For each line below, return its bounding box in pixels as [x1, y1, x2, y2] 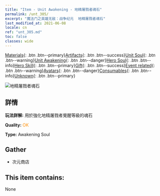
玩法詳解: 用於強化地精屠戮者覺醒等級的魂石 [5, 112, 93, 118]
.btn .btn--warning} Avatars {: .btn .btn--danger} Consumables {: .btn [5, 68, 139, 73]
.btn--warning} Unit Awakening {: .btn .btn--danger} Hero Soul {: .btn [5, 57, 139, 63]
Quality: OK [5, 122, 29, 128]
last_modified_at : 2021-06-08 [5, 20, 66, 26]
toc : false [5, 35, 27, 39]
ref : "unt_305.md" [5, 30, 42, 35]
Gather [5, 145, 27, 154]
